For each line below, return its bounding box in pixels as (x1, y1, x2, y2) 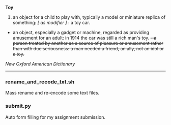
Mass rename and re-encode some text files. (5, 90, 100, 96)
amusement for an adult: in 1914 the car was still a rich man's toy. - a (12, 35, 157, 41)
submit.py (5, 103, 32, 110)
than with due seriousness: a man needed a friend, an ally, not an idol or (12, 46, 164, 51)
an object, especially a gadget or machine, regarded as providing (12, 29, 149, 35)
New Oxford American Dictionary (5, 61, 75, 67)
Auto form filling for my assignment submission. (5, 114, 106, 120)
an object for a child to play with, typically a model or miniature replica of (12, 14, 166, 20)
